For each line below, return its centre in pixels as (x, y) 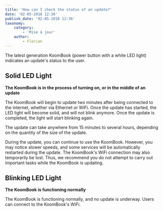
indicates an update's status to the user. (45, 60)
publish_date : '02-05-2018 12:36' (40, 19)
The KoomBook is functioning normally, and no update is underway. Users (80, 199)
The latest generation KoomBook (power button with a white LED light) (76, 55)
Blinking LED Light (33, 178)
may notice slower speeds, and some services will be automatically (73, 147)
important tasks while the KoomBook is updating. (54, 163)
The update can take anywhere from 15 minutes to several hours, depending (82, 127)
